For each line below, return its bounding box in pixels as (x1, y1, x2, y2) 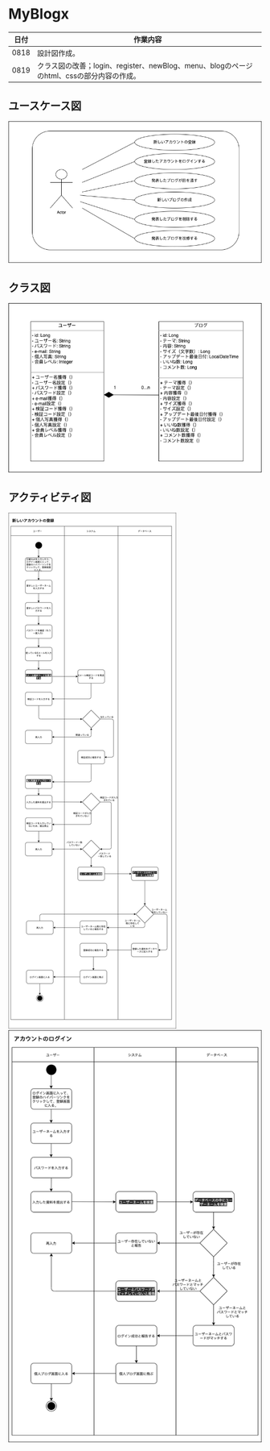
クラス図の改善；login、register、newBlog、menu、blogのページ (37, 60, 253, 70)
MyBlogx (8, 5, 70, 23)
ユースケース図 (8, 98, 82, 113)
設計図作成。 (37, 48, 80, 57)
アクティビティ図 (8, 490, 92, 504)
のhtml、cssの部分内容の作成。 (37, 70, 141, 81)
